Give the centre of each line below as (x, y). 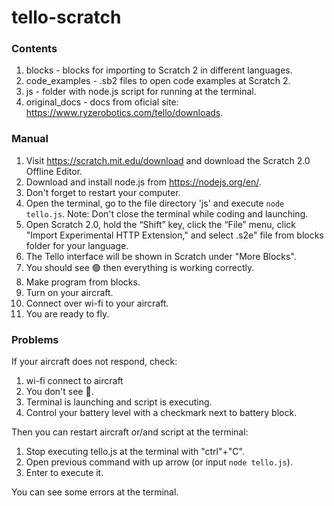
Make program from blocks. (83, 282)
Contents (34, 49)
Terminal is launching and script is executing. (119, 402)
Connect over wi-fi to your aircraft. (97, 303)
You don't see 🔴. (59, 392)
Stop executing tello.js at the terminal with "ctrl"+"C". (135, 452)
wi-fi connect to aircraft (74, 381)
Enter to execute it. (64, 473)
